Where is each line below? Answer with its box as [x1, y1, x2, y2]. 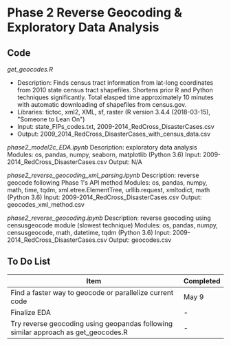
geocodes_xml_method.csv [7, 201, 85, 208]
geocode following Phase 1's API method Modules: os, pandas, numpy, [7, 179, 208, 187]
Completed [183, 276, 221, 285]
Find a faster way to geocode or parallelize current [10, 287, 174, 297]
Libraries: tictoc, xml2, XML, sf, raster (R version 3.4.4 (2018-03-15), [16, 108, 211, 116]
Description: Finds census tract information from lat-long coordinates [16, 79, 214, 87]
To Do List [7, 256, 51, 267]
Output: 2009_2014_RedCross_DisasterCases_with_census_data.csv [16, 130, 211, 138]
